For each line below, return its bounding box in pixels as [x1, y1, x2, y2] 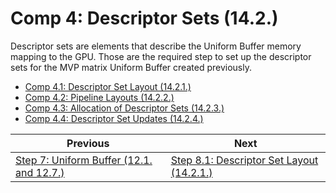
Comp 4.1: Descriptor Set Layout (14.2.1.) [24, 80, 192, 92]
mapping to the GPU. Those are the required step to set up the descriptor [10, 50, 312, 62]
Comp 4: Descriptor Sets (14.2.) [10, 7, 279, 30]
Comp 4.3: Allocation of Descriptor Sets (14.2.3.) [24, 102, 225, 114]
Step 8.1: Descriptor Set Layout [170, 153, 319, 167]
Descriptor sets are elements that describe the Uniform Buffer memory [10, 40, 302, 52]
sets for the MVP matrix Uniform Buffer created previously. [10, 61, 252, 73]
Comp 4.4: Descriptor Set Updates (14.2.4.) [24, 112, 204, 124]
